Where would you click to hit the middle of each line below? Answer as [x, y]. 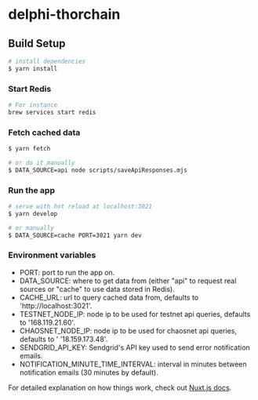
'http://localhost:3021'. [56, 305]
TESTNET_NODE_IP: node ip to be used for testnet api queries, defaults [135, 314]
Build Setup [37, 44]
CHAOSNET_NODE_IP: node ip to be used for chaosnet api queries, [128, 330]
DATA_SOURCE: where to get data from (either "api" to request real [128, 281]
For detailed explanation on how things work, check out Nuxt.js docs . [120, 387]
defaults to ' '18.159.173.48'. [64, 339]
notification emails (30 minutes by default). [89, 372]
